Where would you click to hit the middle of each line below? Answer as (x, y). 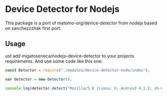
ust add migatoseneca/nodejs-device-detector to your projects (70, 56)
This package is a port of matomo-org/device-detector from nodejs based (81, 23)
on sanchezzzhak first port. (33, 28)
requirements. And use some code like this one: (54, 61)
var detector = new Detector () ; (39, 79)
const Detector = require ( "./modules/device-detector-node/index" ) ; (78, 70)
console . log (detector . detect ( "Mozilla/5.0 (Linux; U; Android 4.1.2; (79, 88)
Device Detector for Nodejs (62, 9)
